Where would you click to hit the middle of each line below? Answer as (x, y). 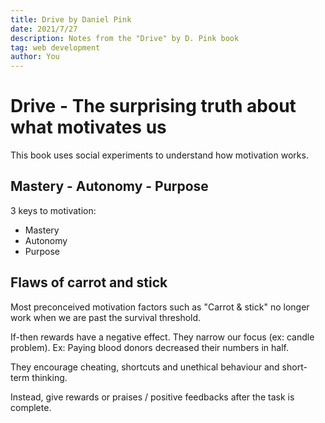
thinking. (49, 377)
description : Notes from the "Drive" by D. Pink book (125, 38)
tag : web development (55, 47)
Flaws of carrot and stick (89, 282)
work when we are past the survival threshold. (106, 317)
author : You (35, 57)
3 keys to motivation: (53, 210)
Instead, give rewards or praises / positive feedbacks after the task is (152, 397)
